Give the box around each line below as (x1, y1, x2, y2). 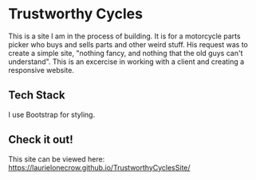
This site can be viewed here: (8, 154, 105, 164)
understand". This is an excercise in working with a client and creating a (8, 57, 245, 66)
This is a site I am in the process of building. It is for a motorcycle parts (8, 31, 241, 41)
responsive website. (8, 65, 74, 74)
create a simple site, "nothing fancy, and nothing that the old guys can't (8, 48, 243, 58)
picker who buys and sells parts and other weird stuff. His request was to (8, 39, 249, 49)
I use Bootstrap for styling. (8, 110, 96, 119)
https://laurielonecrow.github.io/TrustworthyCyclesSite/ (8, 162, 191, 172)
